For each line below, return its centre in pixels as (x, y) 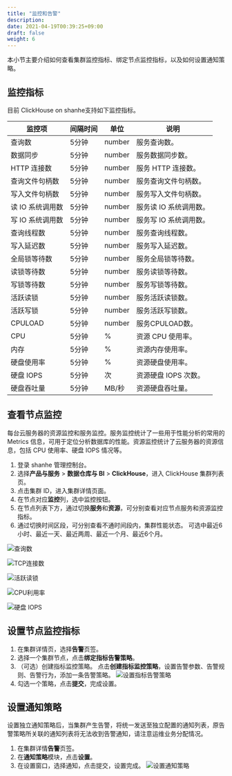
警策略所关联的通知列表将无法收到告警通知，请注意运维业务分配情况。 (107, 734)
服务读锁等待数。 (164, 271)
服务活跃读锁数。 (164, 298)
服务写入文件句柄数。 (171, 194)
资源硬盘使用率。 (164, 362)
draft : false (26, 33)
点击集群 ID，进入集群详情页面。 (64, 490)
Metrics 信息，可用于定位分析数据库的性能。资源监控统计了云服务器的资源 (113, 441)
